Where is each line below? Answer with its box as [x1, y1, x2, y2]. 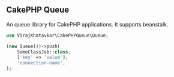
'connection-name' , [17, 60, 66, 66]
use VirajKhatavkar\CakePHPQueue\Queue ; [6, 32, 109, 38]
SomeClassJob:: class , [17, 49, 71, 55]
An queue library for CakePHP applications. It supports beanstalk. [6, 20, 169, 28]
